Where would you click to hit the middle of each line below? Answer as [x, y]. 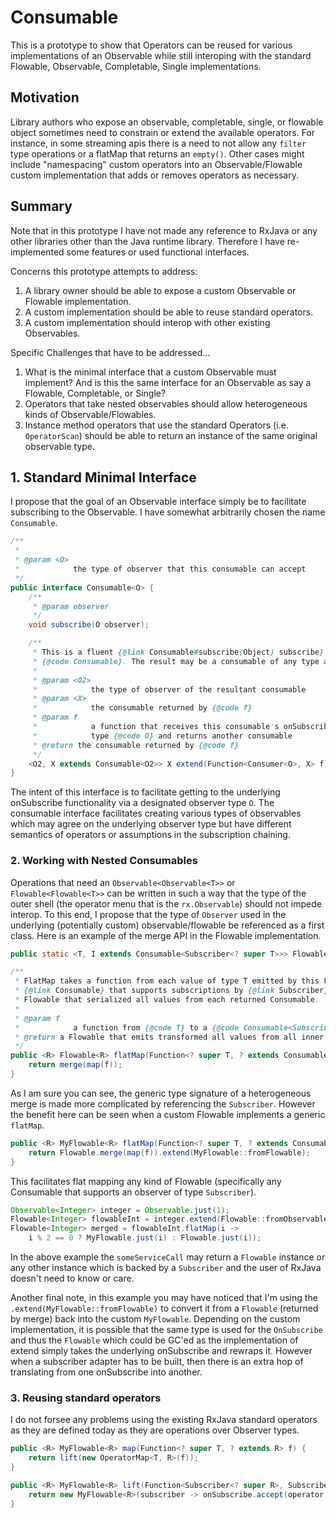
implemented [37, 252]
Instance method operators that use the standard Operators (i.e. [156, 425]
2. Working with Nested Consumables [104, 861]
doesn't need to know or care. [72, 1278]
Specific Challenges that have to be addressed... [110, 352]
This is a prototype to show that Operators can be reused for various [151, 45]
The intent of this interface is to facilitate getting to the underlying [145, 792]
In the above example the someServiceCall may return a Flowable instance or [168, 1257]
